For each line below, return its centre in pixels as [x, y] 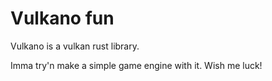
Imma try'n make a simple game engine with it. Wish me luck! [136, 65]
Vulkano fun [62, 18]
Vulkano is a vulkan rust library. [75, 46]
